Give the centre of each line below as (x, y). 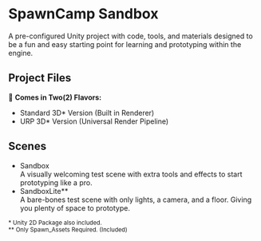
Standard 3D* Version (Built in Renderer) (87, 113)
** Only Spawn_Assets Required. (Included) (68, 229)
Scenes (27, 146)
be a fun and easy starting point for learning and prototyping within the (125, 44)
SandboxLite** (44, 191)
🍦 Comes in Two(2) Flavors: (55, 97)
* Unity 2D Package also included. (55, 223)
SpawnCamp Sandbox (83, 14)
